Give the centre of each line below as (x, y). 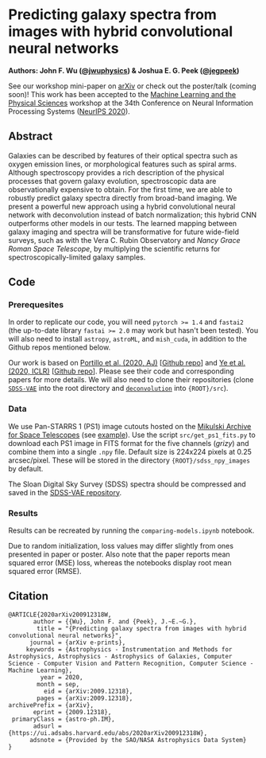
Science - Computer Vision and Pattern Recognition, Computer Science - (131, 663)
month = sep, (58, 684)
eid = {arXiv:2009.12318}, (88, 691)
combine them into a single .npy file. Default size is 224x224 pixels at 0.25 (130, 451)
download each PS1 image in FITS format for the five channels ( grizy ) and (129, 443)
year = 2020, (62, 677)
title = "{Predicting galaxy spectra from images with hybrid (142, 628)
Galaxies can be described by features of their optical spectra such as (123, 155)
